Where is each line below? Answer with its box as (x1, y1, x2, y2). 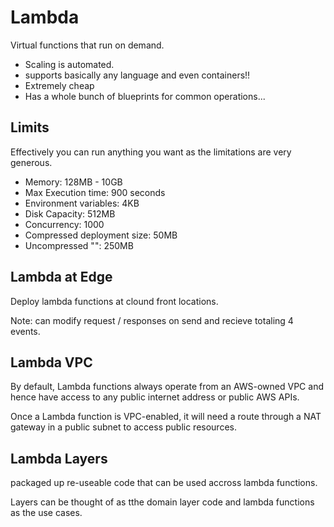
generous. (10, 156, 53, 168)
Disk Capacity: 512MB (24, 207, 116, 220)
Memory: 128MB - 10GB (24, 176, 123, 188)
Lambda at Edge (10, 269, 113, 286)
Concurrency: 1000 (24, 218, 105, 230)
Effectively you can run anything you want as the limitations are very (10, 146, 292, 158)
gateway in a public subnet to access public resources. (10, 421, 237, 433)
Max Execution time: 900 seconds (24, 186, 166, 198)
